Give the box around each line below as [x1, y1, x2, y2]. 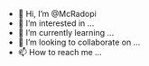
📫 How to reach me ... [17, 47, 102, 57]
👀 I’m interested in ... [17, 18, 95, 29]
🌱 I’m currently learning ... [17, 28, 115, 37]
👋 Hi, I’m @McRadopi [17, 9, 97, 19]
